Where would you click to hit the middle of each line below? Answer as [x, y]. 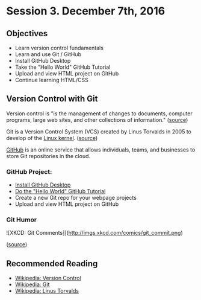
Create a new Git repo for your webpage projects [76, 198]
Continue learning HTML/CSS [52, 80]
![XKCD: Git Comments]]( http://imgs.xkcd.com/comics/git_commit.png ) [95, 233]
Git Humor [22, 220]
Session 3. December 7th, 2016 [86, 11]
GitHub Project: [29, 171]
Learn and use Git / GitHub [48, 54]
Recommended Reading [52, 263]
